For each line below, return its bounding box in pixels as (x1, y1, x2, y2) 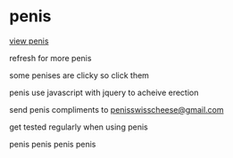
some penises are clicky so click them (9, 69, 150, 81)
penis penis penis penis (9, 138, 96, 149)
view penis (9, 36, 49, 46)
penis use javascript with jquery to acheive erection (9, 87, 199, 98)
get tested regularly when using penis (9, 122, 149, 132)
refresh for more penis (9, 52, 92, 63)
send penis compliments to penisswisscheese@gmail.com (9, 104, 224, 115)
